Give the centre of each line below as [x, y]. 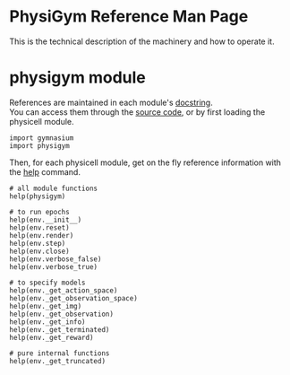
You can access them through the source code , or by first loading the [137, 112]
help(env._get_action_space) [64, 290]
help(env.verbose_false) [55, 259]
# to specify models [48, 283]
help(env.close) [39, 251]
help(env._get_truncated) [57, 361]
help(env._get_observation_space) [74, 298]
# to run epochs [39, 212]
